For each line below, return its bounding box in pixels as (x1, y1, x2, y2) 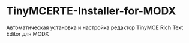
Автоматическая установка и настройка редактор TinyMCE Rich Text (6, 24, 184, 31)
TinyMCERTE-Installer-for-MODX (6, 4, 176, 18)
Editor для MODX (6, 30, 49, 37)
